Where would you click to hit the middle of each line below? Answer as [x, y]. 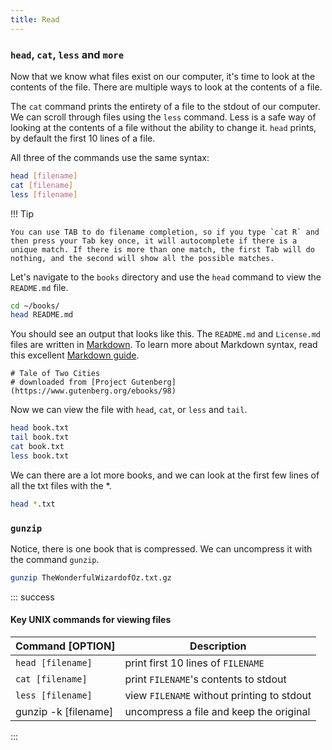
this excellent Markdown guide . [75, 355]
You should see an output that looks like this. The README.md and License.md [165, 334]
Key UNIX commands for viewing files [91, 620]
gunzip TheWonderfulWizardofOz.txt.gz [91, 577]
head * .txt [33, 504]
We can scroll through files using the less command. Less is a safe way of [163, 117]
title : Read [35, 19]
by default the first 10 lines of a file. [83, 138]
